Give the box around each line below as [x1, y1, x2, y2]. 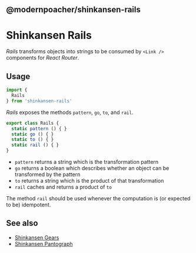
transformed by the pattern [14, 171, 81, 178]
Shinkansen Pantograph [14, 240, 73, 247]
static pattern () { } [11, 125, 67, 132]
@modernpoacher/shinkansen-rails [6, 5, 141, 15]
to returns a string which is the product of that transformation [14, 177, 164, 184]
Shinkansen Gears [14, 233, 59, 241]
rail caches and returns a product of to [14, 183, 112, 191]
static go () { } [11, 131, 54, 137]
